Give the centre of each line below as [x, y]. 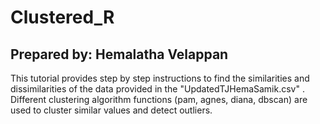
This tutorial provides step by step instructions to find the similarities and [160, 78]
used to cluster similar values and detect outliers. [111, 110]
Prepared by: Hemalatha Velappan [119, 54]
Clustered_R [62, 17]
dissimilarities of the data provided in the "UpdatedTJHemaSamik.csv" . [157, 89]
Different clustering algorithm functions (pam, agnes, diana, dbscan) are [159, 99]
